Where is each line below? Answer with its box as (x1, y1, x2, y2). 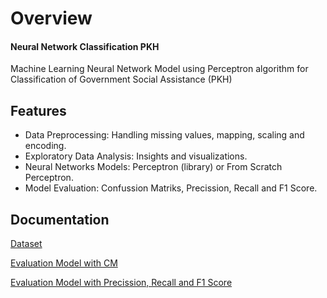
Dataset (10, 238, 43, 250)
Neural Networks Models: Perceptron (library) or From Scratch (24, 161, 283, 173)
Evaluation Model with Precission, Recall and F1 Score (10, 277, 233, 289)
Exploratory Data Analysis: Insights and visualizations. (24, 150, 248, 162)
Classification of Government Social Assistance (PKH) (10, 73, 233, 86)
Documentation (10, 211, 110, 228)
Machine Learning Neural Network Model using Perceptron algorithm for (10, 63, 309, 75)
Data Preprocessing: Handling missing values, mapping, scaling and (24, 129, 305, 141)
